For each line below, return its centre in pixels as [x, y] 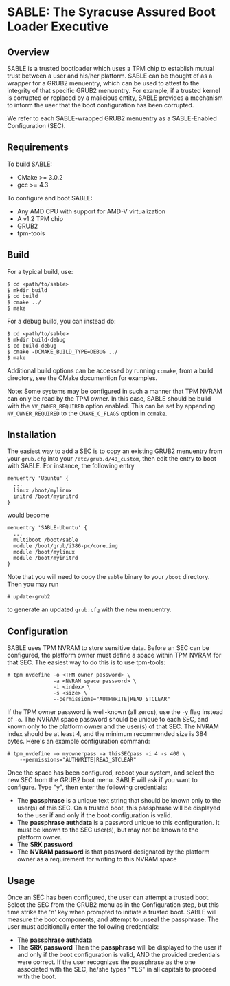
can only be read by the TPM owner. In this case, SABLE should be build [109, 398]
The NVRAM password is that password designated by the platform [113, 852]
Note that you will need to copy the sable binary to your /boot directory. [108, 577]
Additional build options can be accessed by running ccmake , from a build [110, 370]
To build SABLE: [30, 164]
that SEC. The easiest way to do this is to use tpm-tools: [87, 662]
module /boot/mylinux [44, 552]
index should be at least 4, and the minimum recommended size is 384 [107, 734]
